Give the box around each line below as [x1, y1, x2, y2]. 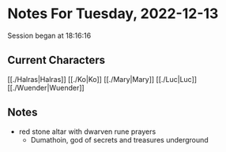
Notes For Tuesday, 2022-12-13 [7, 5, 219, 23]
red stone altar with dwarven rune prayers [18, 127, 156, 136]
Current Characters [7, 54, 106, 67]
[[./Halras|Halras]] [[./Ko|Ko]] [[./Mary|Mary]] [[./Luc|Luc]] [7, 74, 198, 83]
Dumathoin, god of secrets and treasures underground [30, 135, 209, 144]
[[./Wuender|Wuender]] [7, 83, 85, 92]
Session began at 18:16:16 [7, 31, 92, 40]
